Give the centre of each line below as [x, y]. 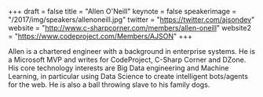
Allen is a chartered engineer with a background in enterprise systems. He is [132, 51]
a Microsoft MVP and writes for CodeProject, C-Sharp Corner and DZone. [127, 59]
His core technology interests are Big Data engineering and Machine [119, 68]
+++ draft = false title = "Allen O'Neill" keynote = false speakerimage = [122, 11]
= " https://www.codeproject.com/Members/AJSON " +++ [100, 36]
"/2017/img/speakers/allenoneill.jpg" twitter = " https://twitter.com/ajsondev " [131, 20]
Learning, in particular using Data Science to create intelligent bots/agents [128, 76]
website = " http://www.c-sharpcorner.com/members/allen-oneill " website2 [130, 28]
